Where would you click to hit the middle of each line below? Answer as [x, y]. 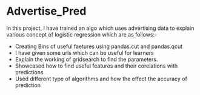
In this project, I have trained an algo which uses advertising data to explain [100, 28]
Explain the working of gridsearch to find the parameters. [86, 59]
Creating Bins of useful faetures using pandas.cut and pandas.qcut [99, 46]
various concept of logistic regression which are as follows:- [82, 34]
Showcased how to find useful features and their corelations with [96, 66]
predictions [29, 72]
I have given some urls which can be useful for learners [85, 52]
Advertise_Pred [46, 11]
